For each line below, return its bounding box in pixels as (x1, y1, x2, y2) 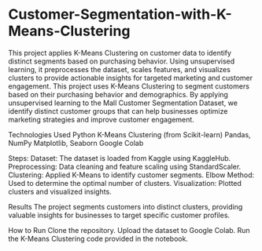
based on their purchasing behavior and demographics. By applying (8, 89, 228, 99)
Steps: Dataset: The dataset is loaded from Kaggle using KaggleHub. (8, 153, 231, 162)
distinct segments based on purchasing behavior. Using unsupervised (8, 56, 235, 66)
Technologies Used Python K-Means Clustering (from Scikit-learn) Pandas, (8, 129, 251, 139)
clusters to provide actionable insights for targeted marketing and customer (8, 73, 253, 82)
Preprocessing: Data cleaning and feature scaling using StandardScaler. (8, 162, 242, 171)
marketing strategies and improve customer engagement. (8, 115, 194, 124)
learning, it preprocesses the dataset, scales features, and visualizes (8, 64, 231, 74)
